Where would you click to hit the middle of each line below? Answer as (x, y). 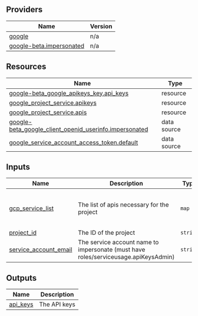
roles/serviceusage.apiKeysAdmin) (126, 257)
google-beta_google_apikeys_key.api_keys (69, 93)
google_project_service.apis (48, 112)
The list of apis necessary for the (123, 204)
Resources (26, 67)
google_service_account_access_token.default (74, 142)
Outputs (22, 278)
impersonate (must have (112, 250)
